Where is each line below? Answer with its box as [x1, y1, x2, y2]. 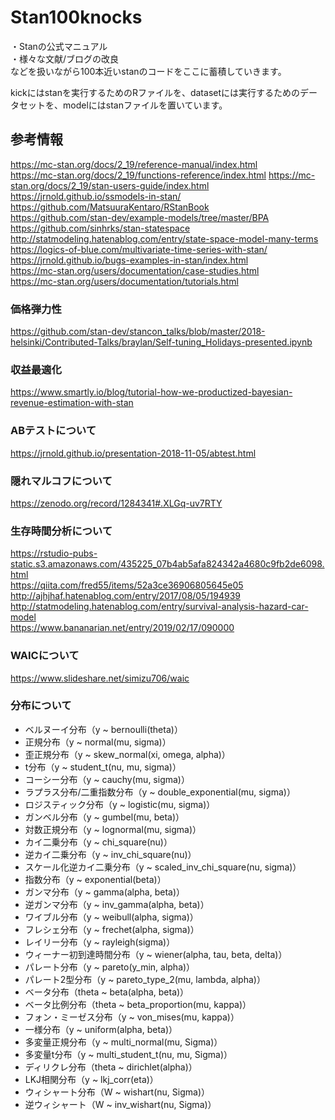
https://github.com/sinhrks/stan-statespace [10, 222, 191, 234]
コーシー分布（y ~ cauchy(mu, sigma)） [24, 773, 190, 785]
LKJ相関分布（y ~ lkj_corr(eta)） [24, 1073, 159, 1085]
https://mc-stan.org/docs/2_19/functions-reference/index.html [10, 169, 267, 181]
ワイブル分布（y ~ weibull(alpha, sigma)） [24, 911, 199, 923]
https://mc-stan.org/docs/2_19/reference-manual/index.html [10, 158, 258, 170]
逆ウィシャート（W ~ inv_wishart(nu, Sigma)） [24, 1098, 217, 1110]
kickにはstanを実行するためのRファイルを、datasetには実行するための [10, 86, 301, 98]
